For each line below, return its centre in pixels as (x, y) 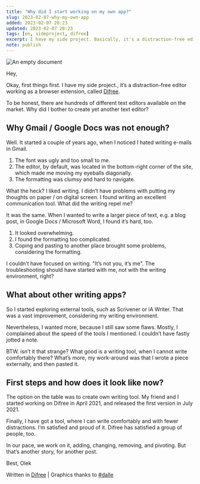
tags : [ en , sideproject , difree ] (48, 34)
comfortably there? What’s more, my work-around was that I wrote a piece (97, 358)
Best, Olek (19, 463)
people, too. (21, 434)
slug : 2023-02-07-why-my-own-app (48, 17)
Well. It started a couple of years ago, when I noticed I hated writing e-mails (99, 142)
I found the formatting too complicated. (63, 239)
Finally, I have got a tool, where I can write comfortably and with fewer (92, 421)
